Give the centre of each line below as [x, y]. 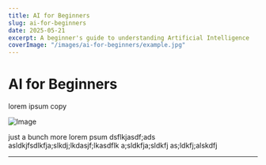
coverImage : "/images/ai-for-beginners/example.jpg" [97, 45]
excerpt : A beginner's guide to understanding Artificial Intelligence [129, 38]
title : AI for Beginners [49, 15]
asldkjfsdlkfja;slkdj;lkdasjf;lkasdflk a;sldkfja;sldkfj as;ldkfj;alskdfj [113, 146]
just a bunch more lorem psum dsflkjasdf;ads [82, 137]
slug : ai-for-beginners [47, 23]
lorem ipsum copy [38, 106]
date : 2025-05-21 [37, 30]
